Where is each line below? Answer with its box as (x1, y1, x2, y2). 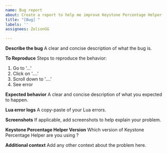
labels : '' (5, 22, 29, 27)
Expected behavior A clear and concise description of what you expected (5, 91, 162, 98)
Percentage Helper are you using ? (5, 132, 79, 139)
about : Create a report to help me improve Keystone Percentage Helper (5, 12, 162, 17)
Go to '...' (12, 65, 32, 71)
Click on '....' (12, 70, 39, 77)
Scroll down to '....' (12, 76, 52, 82)
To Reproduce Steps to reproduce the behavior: (5, 55, 107, 62)
